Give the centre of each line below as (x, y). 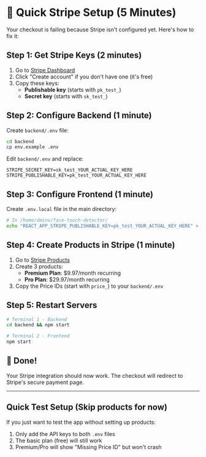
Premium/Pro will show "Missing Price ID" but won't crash (88, 447)
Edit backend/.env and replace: (45, 159)
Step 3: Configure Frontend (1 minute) (80, 194)
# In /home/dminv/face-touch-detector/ (57, 220)
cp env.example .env (33, 147)
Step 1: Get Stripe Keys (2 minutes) (74, 56)
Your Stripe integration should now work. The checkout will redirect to (95, 375)
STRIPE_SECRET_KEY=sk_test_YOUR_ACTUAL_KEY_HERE (70, 170)
